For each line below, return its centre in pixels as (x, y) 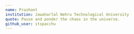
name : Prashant (21, 10)
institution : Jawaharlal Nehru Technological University (67, 14)
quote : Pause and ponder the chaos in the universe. (63, 19)
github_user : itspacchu (31, 24)
